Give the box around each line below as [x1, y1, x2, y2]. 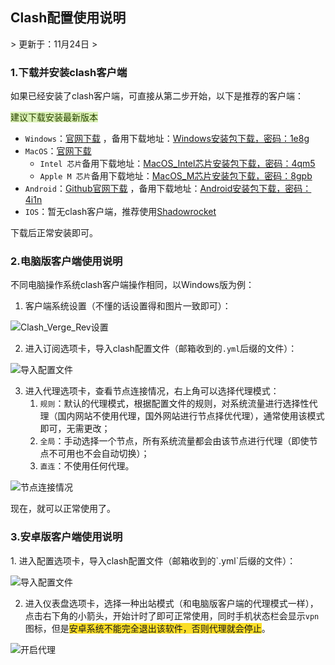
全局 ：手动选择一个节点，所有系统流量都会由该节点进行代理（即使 [39, 435, 310, 447]
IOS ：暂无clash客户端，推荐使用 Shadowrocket [24, 206, 217, 218]
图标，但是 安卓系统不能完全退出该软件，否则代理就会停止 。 [24, 622, 271, 634]
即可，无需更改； [39, 423, 111, 435]
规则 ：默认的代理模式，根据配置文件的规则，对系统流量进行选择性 [39, 398, 310, 410]
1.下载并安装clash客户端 [10, 65, 128, 79]
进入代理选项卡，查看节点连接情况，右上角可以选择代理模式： [24, 385, 280, 397]
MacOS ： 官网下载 [24, 145, 92, 157]
